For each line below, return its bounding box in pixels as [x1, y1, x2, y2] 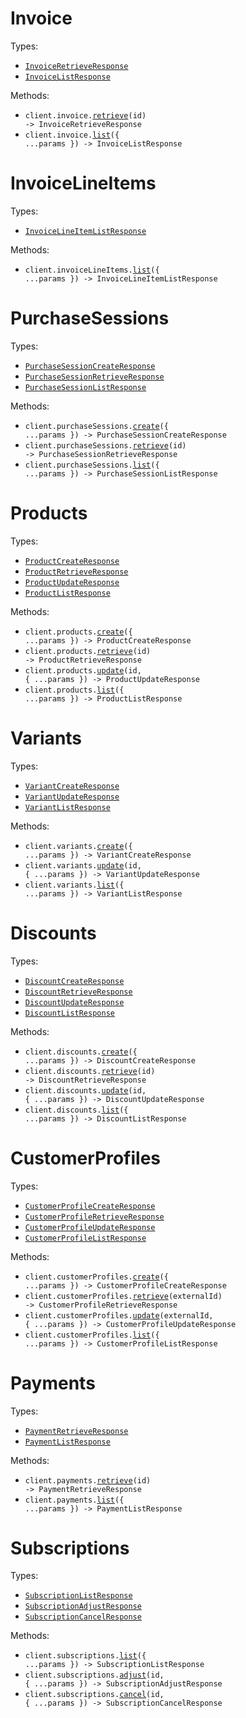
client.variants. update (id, [24, 860, 142, 871]
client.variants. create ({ [24, 841, 133, 851]
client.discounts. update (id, [24, 1085, 147, 1096]
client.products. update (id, [24, 665, 142, 676]
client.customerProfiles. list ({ [24, 1330, 160, 1340]
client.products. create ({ [24, 627, 133, 637]
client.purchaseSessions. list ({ [24, 460, 160, 470]
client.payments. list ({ [24, 1495, 125, 1505]
